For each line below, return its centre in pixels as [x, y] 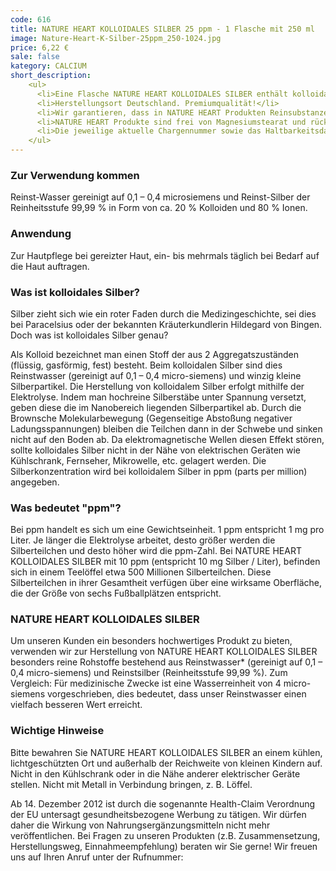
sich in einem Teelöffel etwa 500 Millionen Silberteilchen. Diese [141, 572]
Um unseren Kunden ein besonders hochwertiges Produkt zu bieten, [151, 641]
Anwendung [41, 234]
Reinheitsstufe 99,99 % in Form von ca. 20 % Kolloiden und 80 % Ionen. [159, 208]
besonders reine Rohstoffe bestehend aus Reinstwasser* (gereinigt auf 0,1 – [166, 662]
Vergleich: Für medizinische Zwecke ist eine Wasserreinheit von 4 [146, 683]
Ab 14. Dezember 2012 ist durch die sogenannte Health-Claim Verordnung [163, 803]
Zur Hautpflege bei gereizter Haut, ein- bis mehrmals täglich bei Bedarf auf [165, 255]
